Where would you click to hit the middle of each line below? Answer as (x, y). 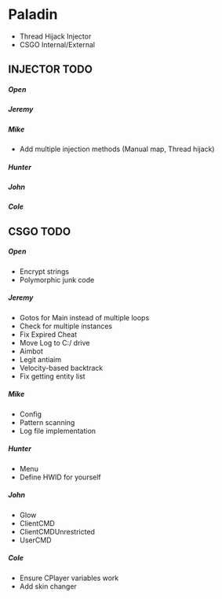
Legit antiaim (40, 359)
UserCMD (36, 540)
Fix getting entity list (52, 376)
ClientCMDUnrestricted (57, 531)
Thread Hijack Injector (55, 36)
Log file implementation (58, 431)
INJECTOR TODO (50, 70)
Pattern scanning (47, 422)
